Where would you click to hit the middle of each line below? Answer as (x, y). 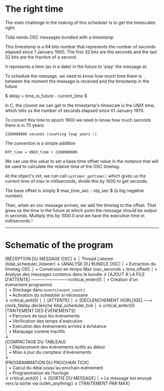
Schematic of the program (59, 245)
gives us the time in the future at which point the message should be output (81, 210)
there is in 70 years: (25, 125)
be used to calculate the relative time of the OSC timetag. (63, 166)
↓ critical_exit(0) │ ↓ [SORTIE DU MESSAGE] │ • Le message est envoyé (79, 378)
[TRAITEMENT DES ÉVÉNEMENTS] (40, 310)
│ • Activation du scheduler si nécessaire (47, 295)
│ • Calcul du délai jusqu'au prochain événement (54, 368)
